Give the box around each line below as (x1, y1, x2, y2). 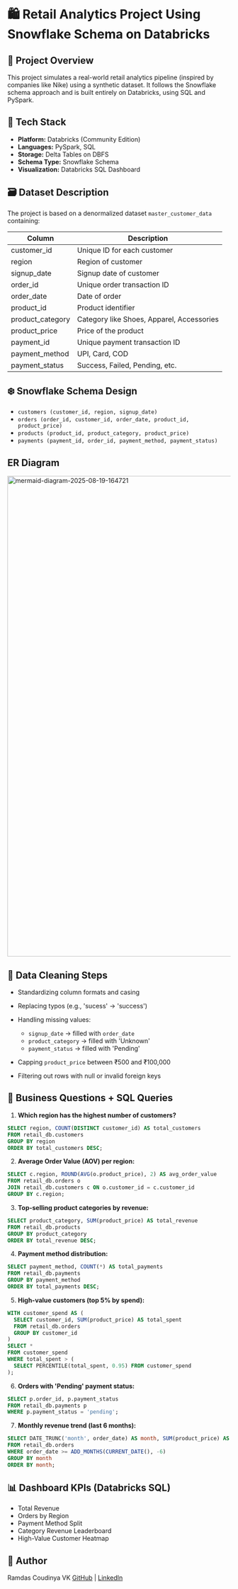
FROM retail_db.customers (7, 1131, 84, 1138)
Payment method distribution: (17, 1250, 108, 1258)
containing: (7, 216, 40, 224)
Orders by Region (17, 1512, 69, 1520)
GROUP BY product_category (7, 1230, 87, 1237)
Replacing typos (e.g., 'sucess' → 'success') (17, 1002, 147, 1010)
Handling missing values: (17, 1015, 91, 1024)
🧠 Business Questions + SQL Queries (7, 1092, 174, 1104)
